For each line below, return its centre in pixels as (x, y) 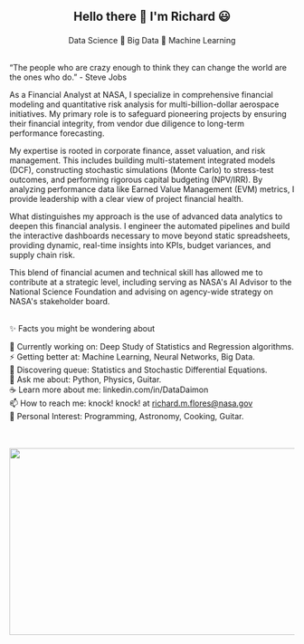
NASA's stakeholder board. (60, 302)
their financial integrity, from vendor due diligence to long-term (127, 124)
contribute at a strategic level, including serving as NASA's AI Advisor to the (151, 283)
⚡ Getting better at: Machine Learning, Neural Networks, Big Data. (132, 357)
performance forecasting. (57, 133)
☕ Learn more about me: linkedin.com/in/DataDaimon (109, 389)
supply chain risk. (42, 255)
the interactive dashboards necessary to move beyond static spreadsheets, (150, 235)
